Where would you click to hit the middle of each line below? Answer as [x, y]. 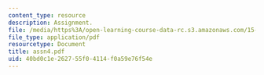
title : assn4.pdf [37, 52]
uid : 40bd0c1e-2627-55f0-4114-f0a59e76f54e [81, 59]
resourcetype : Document [47, 45]
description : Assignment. [50, 23]
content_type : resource [47, 15]
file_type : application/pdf [54, 37]
